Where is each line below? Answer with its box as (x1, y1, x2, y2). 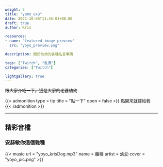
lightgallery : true (5, 74, 45, 79)
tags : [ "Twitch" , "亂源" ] (5, 60, 56, 66)
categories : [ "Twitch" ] (5, 65, 53, 70)
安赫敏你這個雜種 (5, 139, 45, 146)
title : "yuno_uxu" (5, 12, 42, 17)
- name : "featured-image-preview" (5, 38, 75, 44)
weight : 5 (5, 7, 25, 12)
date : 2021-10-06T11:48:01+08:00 (5, 16, 73, 21)
